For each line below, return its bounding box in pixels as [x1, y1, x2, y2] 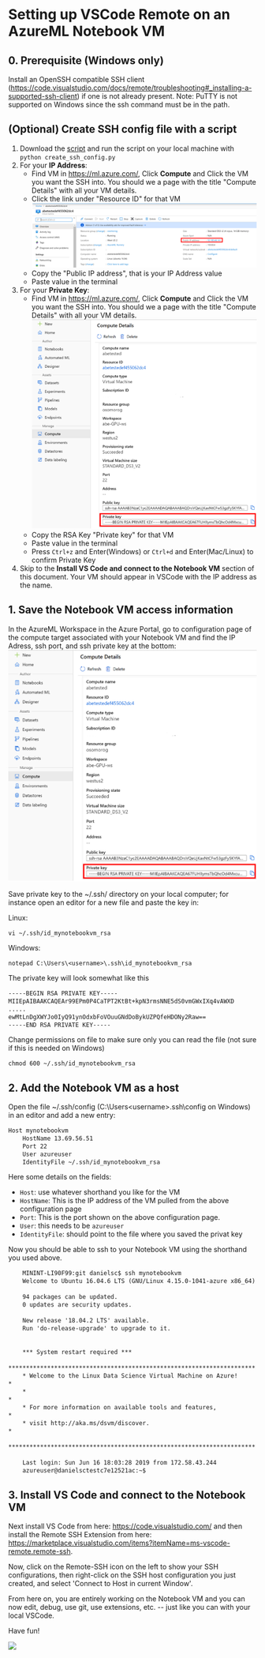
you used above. [8, 1253, 62, 1262]
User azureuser [22, 1150, 73, 1158]
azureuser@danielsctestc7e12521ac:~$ [22, 1467, 147, 1475]
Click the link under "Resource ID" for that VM [31, 193, 181, 203]
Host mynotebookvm [8, 1127, 69, 1135]
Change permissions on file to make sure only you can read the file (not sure [8, 1035, 257, 1045]
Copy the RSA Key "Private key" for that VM [31, 531, 174, 540]
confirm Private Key [31, 555, 96, 565]
